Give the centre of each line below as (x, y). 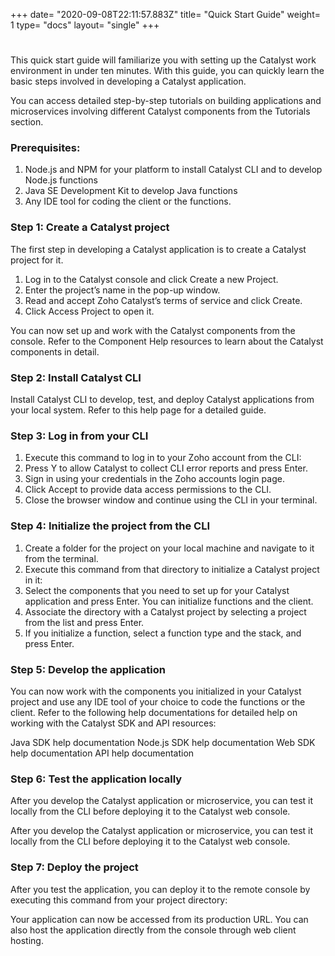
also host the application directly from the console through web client (153, 930)
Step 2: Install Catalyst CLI (76, 377)
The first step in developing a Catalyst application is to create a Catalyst (158, 249)
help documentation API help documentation (102, 753)
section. (27, 122)
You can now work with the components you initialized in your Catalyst (156, 691)
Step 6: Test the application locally (96, 779)
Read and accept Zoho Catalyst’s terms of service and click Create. (163, 300)
